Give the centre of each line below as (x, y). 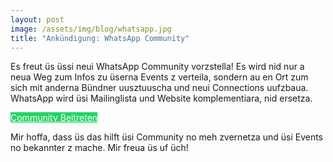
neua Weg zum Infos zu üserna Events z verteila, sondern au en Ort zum (159, 77)
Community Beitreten (54, 118)
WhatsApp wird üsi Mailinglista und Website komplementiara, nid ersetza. (161, 98)
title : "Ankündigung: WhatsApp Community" (100, 38)
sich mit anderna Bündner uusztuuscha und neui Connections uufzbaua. (159, 88)
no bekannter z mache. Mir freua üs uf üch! (99, 148)
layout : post (37, 19)
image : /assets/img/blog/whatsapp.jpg (91, 29)
